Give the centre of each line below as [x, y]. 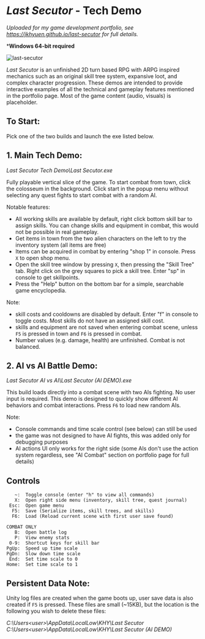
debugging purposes [42, 442]
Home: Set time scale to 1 [42, 565]
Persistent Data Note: [48, 583]
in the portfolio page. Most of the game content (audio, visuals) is [89, 95]
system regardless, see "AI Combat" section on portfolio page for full [102, 455]
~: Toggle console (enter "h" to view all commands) [84, 495]
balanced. [28, 346]
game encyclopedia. [41, 290]
